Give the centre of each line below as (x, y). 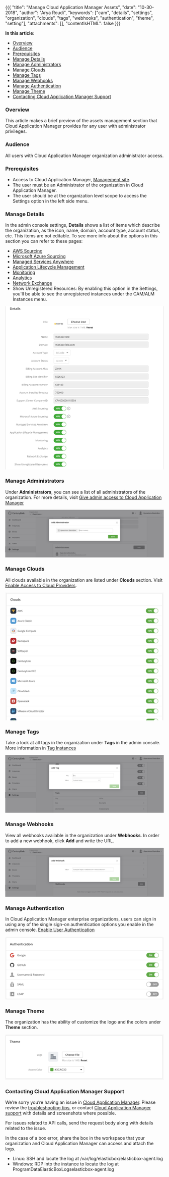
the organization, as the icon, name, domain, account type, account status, (83, 231)
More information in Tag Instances (41, 748)
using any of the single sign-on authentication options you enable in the (79, 925)
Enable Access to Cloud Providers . (41, 585)
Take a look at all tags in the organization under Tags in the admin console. (83, 743)
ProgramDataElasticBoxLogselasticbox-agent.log (63, 1169)
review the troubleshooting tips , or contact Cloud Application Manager (78, 1108)
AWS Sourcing (27, 251)
